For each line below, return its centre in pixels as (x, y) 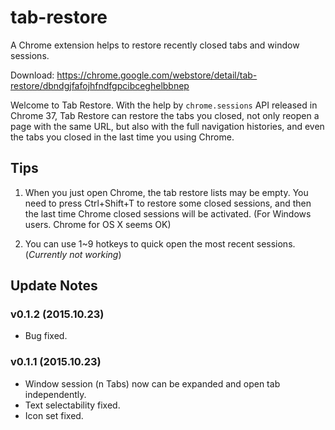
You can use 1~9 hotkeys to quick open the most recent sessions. (160, 243)
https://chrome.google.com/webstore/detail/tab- (157, 75)
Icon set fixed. (54, 415)
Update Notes (54, 286)
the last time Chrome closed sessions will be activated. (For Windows (168, 213)
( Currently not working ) (73, 254)
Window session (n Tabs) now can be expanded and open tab (152, 383)
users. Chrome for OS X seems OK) (98, 224)
